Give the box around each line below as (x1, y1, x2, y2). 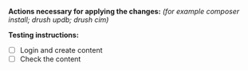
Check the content (19, 54, 81, 64)
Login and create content (19, 46, 103, 54)
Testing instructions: (8, 31, 80, 39)
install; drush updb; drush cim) (8, 15, 109, 24)
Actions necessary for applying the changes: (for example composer (8, 7, 240, 16)
